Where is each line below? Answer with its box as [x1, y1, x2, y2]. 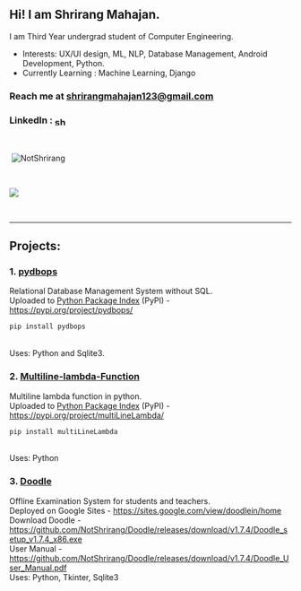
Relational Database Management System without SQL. [9, 286, 213, 297]
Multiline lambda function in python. [9, 390, 142, 402]
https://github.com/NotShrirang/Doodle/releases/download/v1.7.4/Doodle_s [9, 524, 288, 535]
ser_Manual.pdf [9, 562, 67, 573]
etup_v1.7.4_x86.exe [9, 534, 82, 544]
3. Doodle [9, 475, 52, 488]
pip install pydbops [9, 322, 87, 331]
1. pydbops [9, 265, 58, 278]
